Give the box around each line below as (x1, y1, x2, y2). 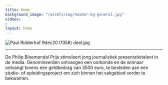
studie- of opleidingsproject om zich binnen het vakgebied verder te (5, 70, 145, 76)
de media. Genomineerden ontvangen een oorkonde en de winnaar (5, 59, 143, 65)
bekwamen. (5, 75, 29, 81)
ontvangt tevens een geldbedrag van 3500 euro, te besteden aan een (5, 64, 148, 70)
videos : (5, 16, 21, 21)
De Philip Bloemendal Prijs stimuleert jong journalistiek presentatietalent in (5, 54, 158, 60)
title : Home (5, 7, 30, 12)
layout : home (5, 26, 32, 31)
